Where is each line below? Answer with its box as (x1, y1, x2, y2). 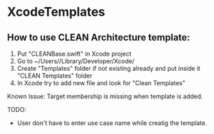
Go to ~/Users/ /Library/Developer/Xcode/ (16, 57, 135, 65)
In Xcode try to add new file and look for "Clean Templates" (16, 79, 186, 87)
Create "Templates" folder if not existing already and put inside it (16, 65, 201, 72)
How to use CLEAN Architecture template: (7, 32, 191, 43)
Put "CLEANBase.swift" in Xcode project (16, 49, 132, 58)
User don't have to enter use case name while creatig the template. (16, 119, 207, 127)
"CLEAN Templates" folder (16, 71, 93, 80)
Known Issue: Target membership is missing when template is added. (7, 92, 204, 100)
